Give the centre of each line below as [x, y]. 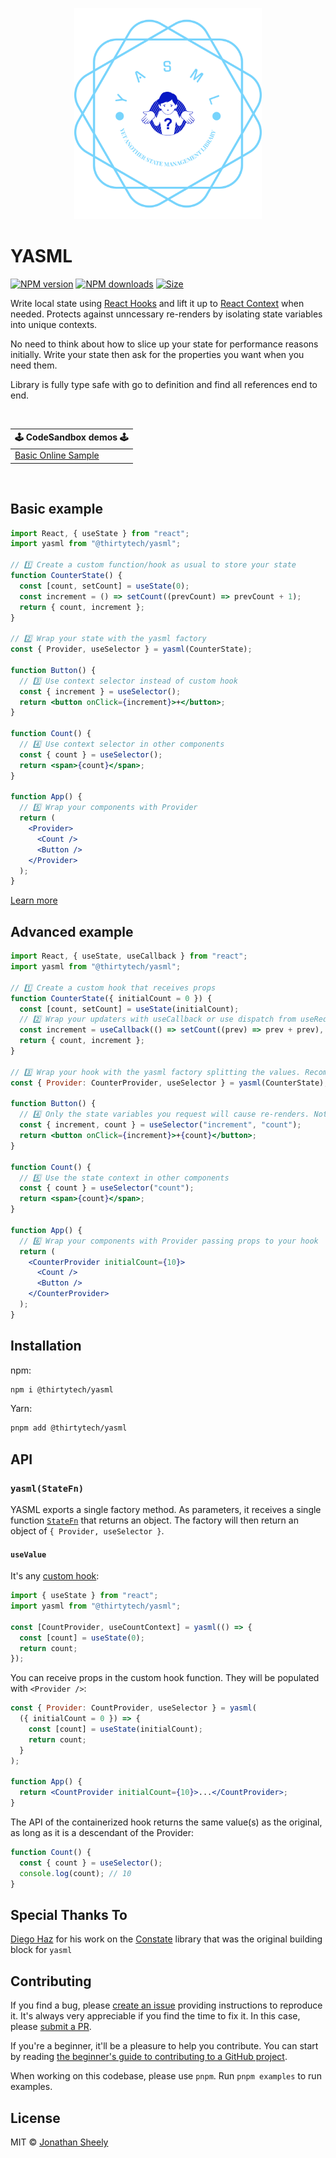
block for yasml [41, 1950]
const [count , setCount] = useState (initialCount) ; [129, 1009]
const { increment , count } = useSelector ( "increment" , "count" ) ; [160, 1125]
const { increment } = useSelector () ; [100, 691]
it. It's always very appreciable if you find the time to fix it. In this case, [155, 2016]
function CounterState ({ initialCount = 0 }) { [111, 998]
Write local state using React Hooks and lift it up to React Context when [157, 303]
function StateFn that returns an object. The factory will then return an [154, 1520]
